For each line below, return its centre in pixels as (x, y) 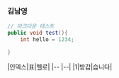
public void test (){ (38, 33)
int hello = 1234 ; (47, 40)
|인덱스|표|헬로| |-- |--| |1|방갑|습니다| (60, 67)
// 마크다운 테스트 (31, 26)
